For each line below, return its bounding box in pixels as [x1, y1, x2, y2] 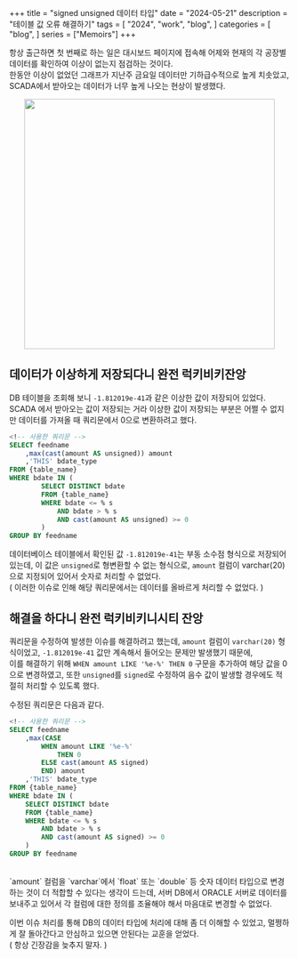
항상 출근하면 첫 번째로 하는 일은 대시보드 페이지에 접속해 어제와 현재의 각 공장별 [9, 47, 287, 58]
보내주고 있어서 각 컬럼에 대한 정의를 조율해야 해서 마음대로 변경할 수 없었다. [9, 898, 273, 909]
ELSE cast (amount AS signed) [41, 759, 149, 768]
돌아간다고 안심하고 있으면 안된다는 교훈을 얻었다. [28, 928, 199, 938]
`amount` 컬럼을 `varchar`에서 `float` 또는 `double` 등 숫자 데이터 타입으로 [9, 875, 269, 887]
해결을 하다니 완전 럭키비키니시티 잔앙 [9, 610, 204, 625]
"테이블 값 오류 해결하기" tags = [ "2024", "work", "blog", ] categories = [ [9, 19, 271, 29]
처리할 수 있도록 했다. [25, 680, 100, 691]
